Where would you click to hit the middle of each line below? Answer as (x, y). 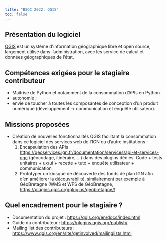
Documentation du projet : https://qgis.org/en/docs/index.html (76, 217)
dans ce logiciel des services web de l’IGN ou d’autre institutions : (80, 141)
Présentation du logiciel (43, 35)
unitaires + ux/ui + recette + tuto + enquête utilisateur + (77, 163)
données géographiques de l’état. (40, 57)
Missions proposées (37, 124)
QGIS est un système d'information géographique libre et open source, (78, 47)
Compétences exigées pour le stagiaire (67, 73)
